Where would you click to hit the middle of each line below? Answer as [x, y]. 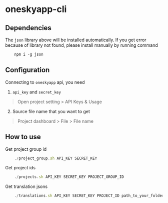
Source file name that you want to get [51, 111]
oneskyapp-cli [36, 9]
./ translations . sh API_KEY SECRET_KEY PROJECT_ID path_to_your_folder [89, 196]
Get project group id [26, 149]
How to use [23, 137]
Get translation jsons [26, 186]
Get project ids [20, 168]
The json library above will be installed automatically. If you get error [76, 40]
